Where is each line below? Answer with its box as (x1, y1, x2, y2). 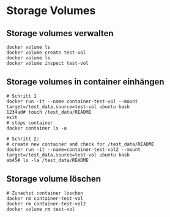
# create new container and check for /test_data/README (6, 141, 155, 147)
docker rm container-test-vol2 (6, 200, 86, 207)
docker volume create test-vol (6, 50, 86, 56)
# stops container (6, 120, 53, 126)
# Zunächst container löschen (6, 190, 84, 196)
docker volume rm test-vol (6, 206, 75, 212)
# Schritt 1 (6, 93, 37, 99)
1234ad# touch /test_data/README (6, 109, 92, 115)
